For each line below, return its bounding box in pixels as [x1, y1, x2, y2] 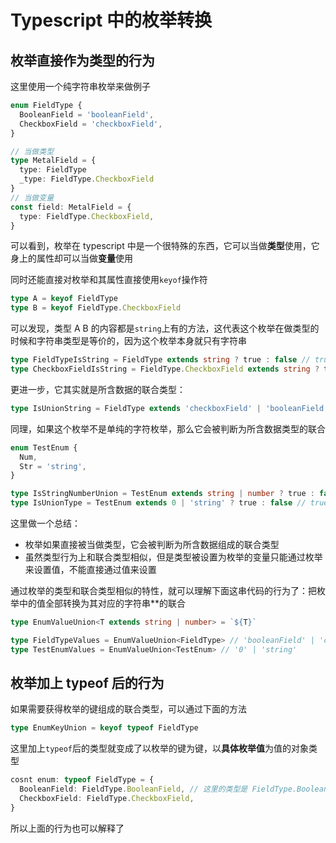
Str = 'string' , [19, 461, 87, 471]
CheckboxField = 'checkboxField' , [19, 119, 163, 129]
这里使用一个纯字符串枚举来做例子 [10, 81, 151, 92]
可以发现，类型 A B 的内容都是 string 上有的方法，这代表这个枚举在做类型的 [10, 322, 320, 335]
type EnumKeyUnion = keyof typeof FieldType [10, 723, 199, 733]
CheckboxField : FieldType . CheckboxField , [19, 794, 195, 804]
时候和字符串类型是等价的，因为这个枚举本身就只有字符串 [10, 335, 247, 347]
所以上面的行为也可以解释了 [10, 822, 125, 834]
